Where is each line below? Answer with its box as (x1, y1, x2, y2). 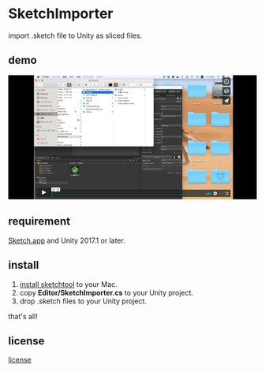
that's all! (8, 311, 38, 321)
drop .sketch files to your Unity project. (19, 296, 147, 306)
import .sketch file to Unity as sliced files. (8, 31, 143, 40)
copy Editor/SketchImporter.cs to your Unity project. (19, 288, 194, 297)
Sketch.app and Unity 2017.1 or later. (8, 236, 126, 245)
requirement (8, 214, 71, 229)
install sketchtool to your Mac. (19, 279, 118, 288)
